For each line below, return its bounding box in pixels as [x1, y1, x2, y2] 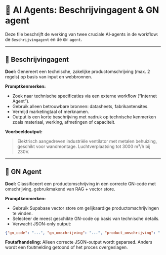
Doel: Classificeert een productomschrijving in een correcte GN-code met [5, 181, 156, 186]
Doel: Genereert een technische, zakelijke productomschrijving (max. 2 [5, 69, 150, 74]
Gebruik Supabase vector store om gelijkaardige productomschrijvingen [12, 205, 159, 211]
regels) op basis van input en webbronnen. [5, 73, 92, 79]
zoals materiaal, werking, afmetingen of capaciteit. [12, 119, 116, 125]
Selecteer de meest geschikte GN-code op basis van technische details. [12, 216, 160, 221]
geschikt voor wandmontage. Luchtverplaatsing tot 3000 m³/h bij [17, 143, 151, 149]
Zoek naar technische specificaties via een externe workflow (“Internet [12, 93, 157, 99]
